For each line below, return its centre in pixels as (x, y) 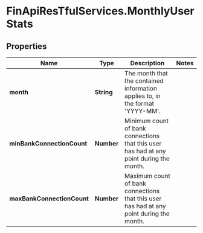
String (104, 92)
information (141, 88)
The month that (146, 73)
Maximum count (147, 176)
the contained (144, 81)
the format (139, 104)
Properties (27, 46)
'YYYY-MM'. (143, 111)
